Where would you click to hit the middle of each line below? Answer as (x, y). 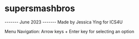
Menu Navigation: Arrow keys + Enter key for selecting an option (69, 31)
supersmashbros (40, 9)
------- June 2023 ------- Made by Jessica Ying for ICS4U (64, 22)
